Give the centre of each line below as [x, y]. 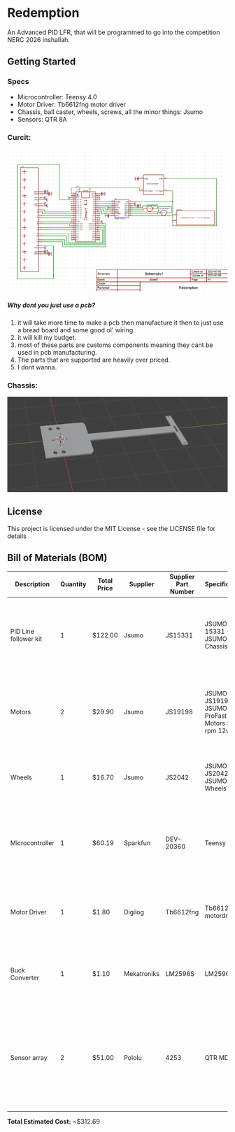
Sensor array [29, 1058]
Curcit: [19, 137]
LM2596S [180, 974]
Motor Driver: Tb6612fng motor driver [72, 104]
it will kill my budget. [47, 338]
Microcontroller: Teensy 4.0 [57, 97]
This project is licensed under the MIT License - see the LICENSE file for [111, 528]
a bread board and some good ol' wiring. [76, 330]
